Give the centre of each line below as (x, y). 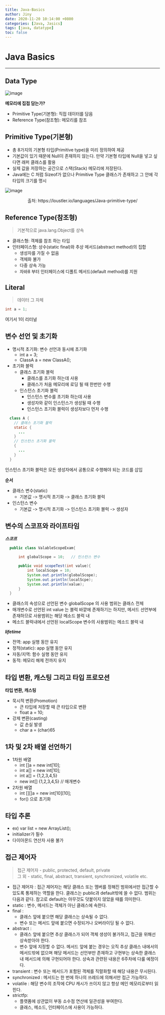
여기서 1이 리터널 (21, 319)
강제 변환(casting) (30, 718)
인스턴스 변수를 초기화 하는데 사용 (59, 396)
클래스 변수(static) (30, 490)
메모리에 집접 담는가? (25, 103)
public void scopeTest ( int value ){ (55, 566)
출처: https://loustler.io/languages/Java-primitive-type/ (82, 201)
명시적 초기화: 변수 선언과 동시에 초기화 (50, 349)
